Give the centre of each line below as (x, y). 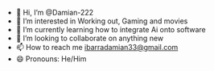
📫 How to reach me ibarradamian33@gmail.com (97, 47)
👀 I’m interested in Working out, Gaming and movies (102, 21)
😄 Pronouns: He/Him (51, 59)
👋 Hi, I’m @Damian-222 (55, 13)
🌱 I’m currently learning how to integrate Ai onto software (111, 29)
